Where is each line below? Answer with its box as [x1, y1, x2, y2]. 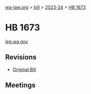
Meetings [5, 81, 36, 89]
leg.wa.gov [5, 38, 29, 44]
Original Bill [12, 66, 37, 72]
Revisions [5, 53, 37, 62]
